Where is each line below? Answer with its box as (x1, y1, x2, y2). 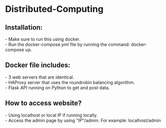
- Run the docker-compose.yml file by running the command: (5, 42, 130, 47)
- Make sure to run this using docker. (5, 36, 81, 42)
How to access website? (5, 99, 82, 107)
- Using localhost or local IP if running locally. (5, 112, 98, 118)
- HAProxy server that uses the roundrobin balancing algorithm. (5, 79, 135, 85)
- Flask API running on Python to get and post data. (5, 85, 110, 90)
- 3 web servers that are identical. (5, 74, 74, 80)
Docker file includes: (5, 61, 70, 70)
